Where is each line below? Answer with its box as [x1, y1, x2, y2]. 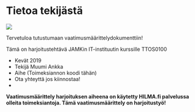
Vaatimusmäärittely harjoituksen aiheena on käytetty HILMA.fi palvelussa [6, 93, 190, 100]
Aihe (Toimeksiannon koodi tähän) [14, 69, 97, 76]
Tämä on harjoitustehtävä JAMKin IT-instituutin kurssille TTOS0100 [6, 45, 168, 52]
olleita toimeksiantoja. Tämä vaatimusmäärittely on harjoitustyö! [6, 99, 166, 106]
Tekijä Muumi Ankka [14, 63, 64, 70]
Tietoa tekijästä [6, 4, 83, 17]
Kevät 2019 [14, 57, 42, 64]
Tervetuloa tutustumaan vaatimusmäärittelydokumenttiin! [6, 34, 143, 41]
